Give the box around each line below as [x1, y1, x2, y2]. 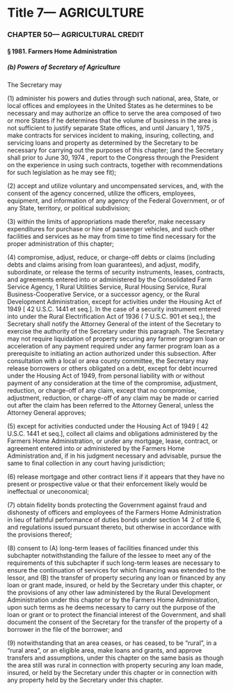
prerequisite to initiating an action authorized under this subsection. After [7, 349, 217, 357]
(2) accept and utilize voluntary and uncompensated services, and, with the [7, 181, 224, 189]
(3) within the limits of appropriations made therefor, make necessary [7, 217, 206, 226]
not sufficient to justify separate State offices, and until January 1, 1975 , [7, 123, 214, 132]
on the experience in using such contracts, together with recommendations [7, 160, 223, 169]
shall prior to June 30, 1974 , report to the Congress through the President [7, 153, 219, 162]
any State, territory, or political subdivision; [7, 203, 131, 212]
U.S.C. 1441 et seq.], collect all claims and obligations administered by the [7, 429, 218, 437]
